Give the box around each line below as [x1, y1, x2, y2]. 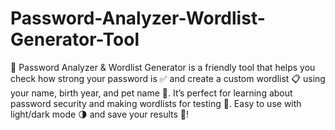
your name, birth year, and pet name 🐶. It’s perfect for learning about [10, 87, 293, 99]
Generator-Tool [10, 28, 140, 51]
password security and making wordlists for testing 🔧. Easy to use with [10, 97, 302, 109]
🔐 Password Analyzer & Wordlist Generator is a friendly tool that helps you [10, 61, 316, 73]
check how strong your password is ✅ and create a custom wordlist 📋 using [10, 72, 326, 84]
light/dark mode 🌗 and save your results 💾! [10, 108, 189, 120]
